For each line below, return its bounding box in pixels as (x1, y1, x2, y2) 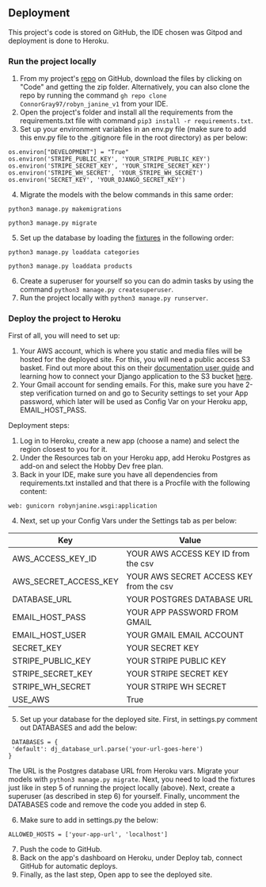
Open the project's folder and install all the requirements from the (19, 107, 234, 118)
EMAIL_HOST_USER (12, 630, 86, 641)
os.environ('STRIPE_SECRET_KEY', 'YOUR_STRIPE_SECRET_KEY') (8, 162, 211, 170)
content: (19, 487, 47, 496)
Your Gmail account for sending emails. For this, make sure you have (19, 380, 244, 390)
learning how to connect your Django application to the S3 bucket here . (19, 372, 253, 381)
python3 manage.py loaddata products (8, 262, 133, 271)
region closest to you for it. (19, 445, 108, 454)
